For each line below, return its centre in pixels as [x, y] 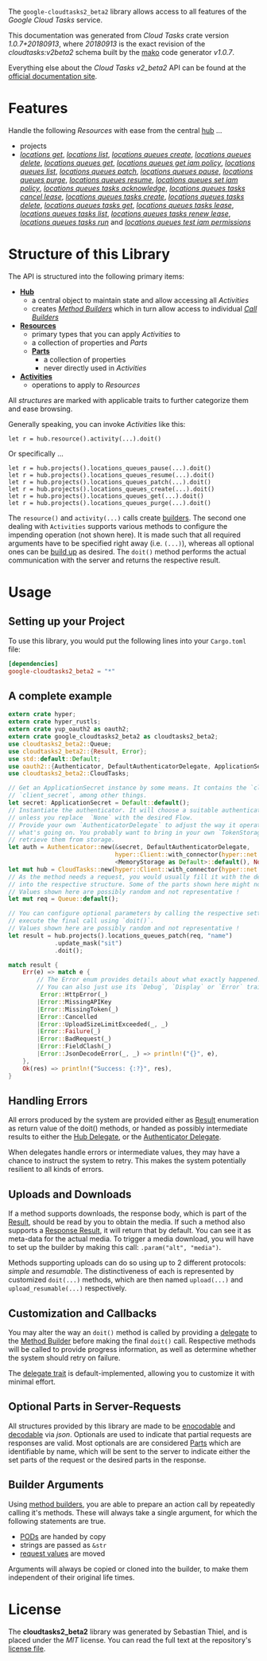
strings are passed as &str [63, 1545]
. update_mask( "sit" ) [89, 943]
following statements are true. [57, 1521]
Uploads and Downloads [70, 1194]
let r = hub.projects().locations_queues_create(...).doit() [112, 489]
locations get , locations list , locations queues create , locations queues [135, 154]
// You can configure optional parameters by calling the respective [126, 914]
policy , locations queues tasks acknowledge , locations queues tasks [132, 188]
